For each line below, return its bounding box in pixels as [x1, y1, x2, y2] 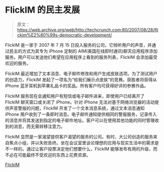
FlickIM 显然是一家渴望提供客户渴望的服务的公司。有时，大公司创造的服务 [5, 134, 154, 139]
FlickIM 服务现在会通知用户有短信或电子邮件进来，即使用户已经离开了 [5, 93, 145, 99]
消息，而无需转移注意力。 [13, 123, 65, 129]
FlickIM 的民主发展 [5, 4, 80, 16]
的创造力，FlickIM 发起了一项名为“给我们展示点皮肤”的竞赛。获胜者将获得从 [5, 76, 157, 83]
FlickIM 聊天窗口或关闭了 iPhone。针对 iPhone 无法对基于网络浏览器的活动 [5, 99, 155, 105]
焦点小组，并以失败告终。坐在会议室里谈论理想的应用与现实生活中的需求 [9, 139, 155, 146]
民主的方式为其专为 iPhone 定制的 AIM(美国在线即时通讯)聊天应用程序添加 [9, 48, 158, 54]
